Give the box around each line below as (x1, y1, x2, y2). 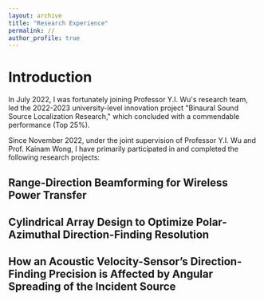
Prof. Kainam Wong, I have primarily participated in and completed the (8, 145, 239, 154)
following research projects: (8, 152, 100, 162)
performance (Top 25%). (8, 121, 90, 130)
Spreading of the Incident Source (8, 280, 176, 294)
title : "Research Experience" (8, 19, 109, 27)
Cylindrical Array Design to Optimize (8, 215, 194, 228)
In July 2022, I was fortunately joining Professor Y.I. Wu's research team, (8, 95, 249, 105)
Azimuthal (8, 228, 61, 241)
